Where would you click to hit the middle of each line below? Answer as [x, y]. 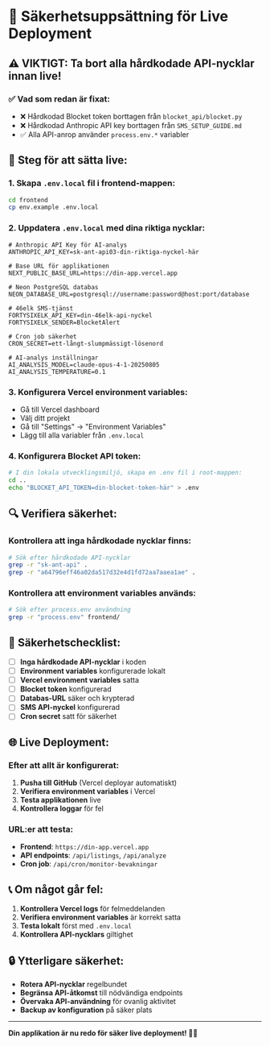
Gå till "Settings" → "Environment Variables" [93, 426]
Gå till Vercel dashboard [60, 409]
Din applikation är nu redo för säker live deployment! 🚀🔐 [103, 1033]
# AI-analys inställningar [53, 358]
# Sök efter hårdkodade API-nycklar [70, 558]
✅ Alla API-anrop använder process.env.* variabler [104, 134]
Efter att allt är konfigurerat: [63, 765]
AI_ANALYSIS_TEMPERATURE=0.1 [57, 371]
